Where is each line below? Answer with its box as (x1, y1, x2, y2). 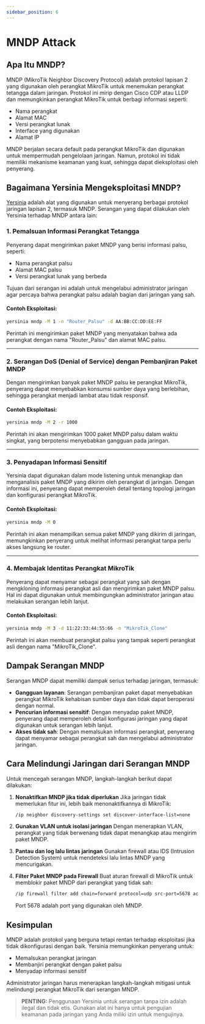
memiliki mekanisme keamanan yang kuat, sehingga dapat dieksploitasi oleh (6, 158, 198, 165)
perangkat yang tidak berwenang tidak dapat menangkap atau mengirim (15, 829, 197, 836)
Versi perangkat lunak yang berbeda (15, 272, 107, 279)
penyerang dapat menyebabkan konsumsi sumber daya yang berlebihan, (6, 385, 190, 393)
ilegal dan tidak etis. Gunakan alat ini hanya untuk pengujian (21, 1004, 172, 1012)
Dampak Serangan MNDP (6, 661, 105, 671)
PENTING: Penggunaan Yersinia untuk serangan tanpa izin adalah (21, 998, 187, 1005)
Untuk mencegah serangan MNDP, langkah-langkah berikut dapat (6, 775, 172, 782)
